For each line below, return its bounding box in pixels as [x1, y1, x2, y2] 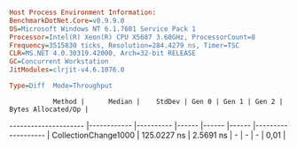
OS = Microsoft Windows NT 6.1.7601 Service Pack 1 [9, 24, 197, 34]
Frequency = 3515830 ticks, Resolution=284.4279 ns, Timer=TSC [9, 41, 240, 49]
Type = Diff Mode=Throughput [9, 81, 113, 90]
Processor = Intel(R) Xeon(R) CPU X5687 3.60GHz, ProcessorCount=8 [9, 33, 255, 41]
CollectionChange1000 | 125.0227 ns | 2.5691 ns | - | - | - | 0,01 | [51, 130, 286, 140]
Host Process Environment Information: [9, 8, 157, 17]
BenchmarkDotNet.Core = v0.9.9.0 [9, 16, 125, 25]
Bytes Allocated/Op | [9, 105, 90, 114]
